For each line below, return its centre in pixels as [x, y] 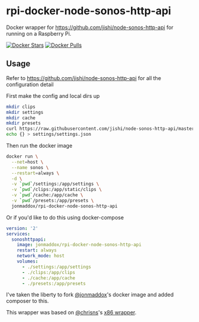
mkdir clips [21, 107]
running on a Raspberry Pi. [39, 33]
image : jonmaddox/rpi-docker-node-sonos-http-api [79, 245]
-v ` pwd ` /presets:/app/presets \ [53, 200]
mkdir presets [24, 123]
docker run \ [22, 157]
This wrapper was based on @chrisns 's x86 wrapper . [71, 313]
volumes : [28, 262]
